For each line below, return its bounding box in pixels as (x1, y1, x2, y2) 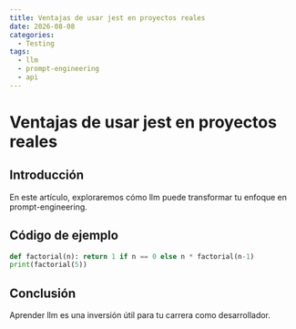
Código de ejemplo (9, 228, 118, 243)
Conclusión (9, 285, 77, 301)
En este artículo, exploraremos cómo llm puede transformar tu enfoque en (9, 191, 288, 202)
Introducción (9, 168, 85, 183)
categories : (9, 30, 55, 39)
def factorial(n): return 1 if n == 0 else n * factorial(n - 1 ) (9, 252, 255, 261)
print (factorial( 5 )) (9, 261, 88, 270)
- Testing (17, 38, 55, 48)
